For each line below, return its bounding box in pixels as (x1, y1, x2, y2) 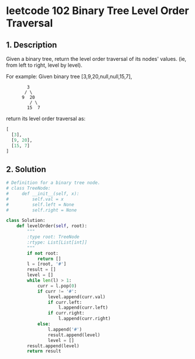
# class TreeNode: (6, 186, 51, 192)
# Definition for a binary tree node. (6, 180, 100, 186)
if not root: (27, 250, 59, 256)
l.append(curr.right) (58, 316, 111, 322)
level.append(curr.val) (47, 294, 106, 300)
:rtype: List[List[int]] (27, 239, 88, 245)
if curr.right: (47, 310, 85, 316)
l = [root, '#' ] (27, 261, 67, 267)
